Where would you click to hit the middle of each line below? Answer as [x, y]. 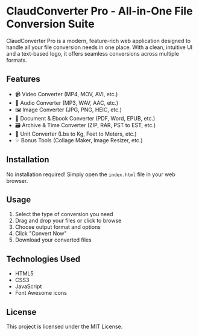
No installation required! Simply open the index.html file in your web [91, 174]
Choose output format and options [58, 227]
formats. [17, 60]
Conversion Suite [50, 24]
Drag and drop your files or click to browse [68, 221]
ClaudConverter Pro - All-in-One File [99, 11]
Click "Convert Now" [41, 234]
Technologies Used [43, 259]
